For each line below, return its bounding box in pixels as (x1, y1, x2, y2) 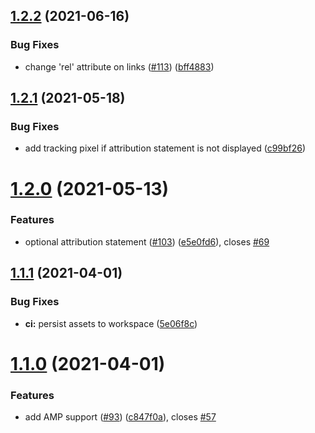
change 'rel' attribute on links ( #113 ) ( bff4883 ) (24, 60, 215, 73)
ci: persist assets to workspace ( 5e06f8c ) (24, 317, 198, 329)
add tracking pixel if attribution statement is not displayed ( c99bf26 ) (24, 142, 307, 154)
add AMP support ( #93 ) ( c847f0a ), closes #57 (24, 411, 217, 423)
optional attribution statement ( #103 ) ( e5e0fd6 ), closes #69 (24, 235, 270, 248)
